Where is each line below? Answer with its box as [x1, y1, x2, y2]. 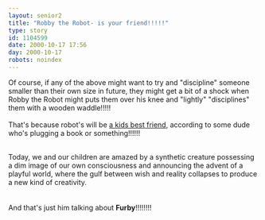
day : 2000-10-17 [8, 48, 62, 56]
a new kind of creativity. [8, 177, 88, 187]
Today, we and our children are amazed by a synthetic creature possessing [8, 152, 255, 161]
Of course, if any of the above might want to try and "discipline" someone [8, 77, 250, 87]
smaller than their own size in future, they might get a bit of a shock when [8, 86, 249, 95]
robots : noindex [8, 56, 62, 64]
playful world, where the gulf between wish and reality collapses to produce [8, 168, 258, 179]
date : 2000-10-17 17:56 [8, 41, 88, 49]
